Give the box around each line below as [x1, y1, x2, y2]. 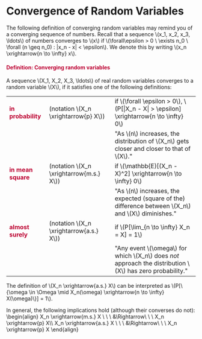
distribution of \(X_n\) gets [114, 137, 189, 145]
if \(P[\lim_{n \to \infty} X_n [114, 223, 191, 232]
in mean [9, 166, 33, 174]
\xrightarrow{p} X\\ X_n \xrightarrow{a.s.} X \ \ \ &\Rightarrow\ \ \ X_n [6, 320, 177, 327]
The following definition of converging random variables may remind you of [6, 24, 193, 31]
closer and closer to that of [114, 145, 191, 153]
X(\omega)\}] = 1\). [6, 295, 53, 302]
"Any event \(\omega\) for [114, 244, 188, 253]
